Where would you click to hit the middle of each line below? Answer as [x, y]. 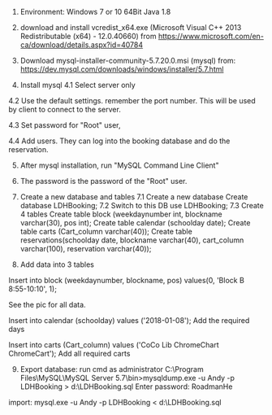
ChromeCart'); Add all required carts [69, 354]
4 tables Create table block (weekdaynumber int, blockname [121, 214]
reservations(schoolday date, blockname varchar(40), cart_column [132, 240]
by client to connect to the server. [65, 109]
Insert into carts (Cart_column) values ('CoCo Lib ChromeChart [114, 345]
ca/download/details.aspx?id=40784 [82, 45]
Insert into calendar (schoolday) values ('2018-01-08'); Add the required [129, 320]
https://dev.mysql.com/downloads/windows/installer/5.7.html [122, 69]
